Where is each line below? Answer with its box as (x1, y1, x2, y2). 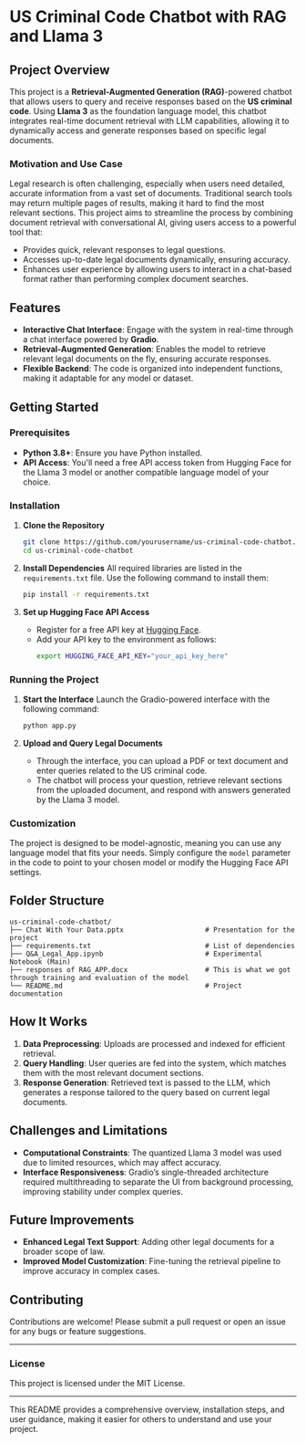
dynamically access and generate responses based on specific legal (9, 125, 267, 136)
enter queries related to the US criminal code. (36, 765, 208, 776)
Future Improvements (9, 1212, 135, 1228)
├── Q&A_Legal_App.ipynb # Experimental (9, 949, 262, 958)
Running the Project (9, 673, 99, 685)
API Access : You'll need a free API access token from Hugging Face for (22, 456, 292, 467)
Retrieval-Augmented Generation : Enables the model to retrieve (22, 344, 266, 355)
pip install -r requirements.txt (22, 590, 150, 599)
